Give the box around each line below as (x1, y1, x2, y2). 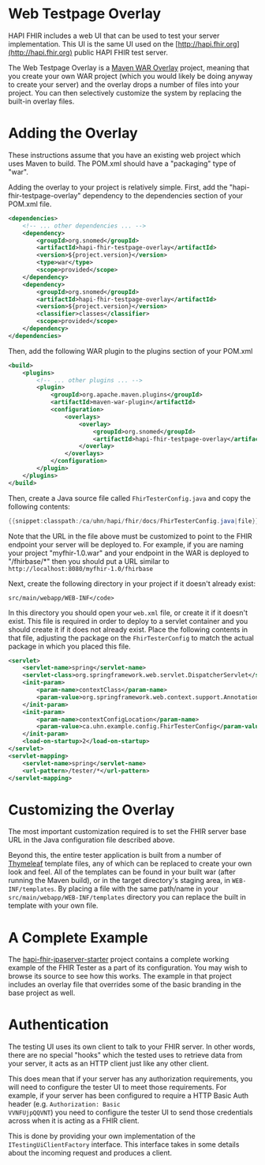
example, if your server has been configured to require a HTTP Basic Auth (8, 1091, 249, 1100)
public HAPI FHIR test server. (73, 47, 168, 57)
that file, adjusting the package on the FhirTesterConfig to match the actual (8, 633, 254, 642)
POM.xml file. (8, 199, 52, 209)
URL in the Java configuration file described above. (8, 835, 175, 845)
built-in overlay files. (8, 96, 75, 106)
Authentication (8, 1016, 109, 1034)
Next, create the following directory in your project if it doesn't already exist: (8, 578, 256, 588)
